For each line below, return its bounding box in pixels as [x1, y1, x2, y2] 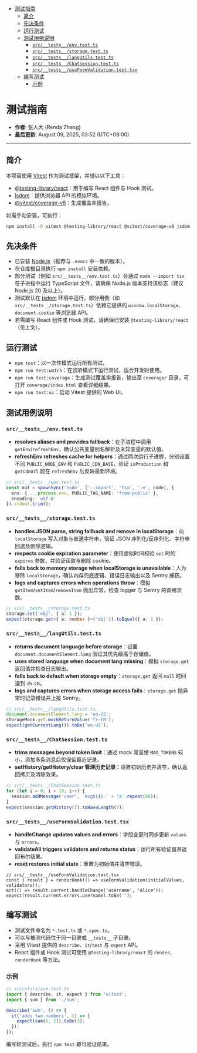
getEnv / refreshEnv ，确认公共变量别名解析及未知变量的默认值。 [14, 445, 167, 452]
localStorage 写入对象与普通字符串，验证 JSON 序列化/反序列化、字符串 [14, 535, 190, 542]
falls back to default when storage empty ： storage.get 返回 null [14, 672, 175, 679]
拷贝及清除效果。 [19, 771, 62, 778]
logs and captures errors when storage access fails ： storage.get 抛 [14, 687, 184, 694]
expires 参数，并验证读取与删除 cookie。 [14, 557, 114, 564]
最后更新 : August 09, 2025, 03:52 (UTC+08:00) [14, 131, 130, 138]
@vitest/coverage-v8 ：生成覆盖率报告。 [14, 199, 113, 206]
